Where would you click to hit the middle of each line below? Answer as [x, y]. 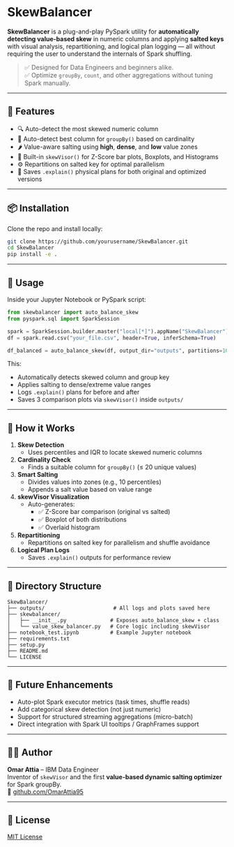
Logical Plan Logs [43, 550]
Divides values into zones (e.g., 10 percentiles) [94, 482]
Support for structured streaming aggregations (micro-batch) [105, 716]
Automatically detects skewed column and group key [93, 377]
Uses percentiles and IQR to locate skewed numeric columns [115, 452]
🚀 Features [31, 111]
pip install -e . [32, 255]
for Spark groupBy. [34, 784]
